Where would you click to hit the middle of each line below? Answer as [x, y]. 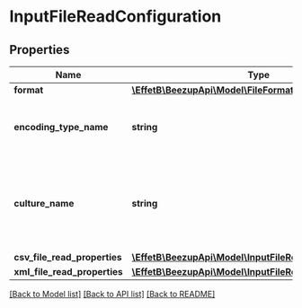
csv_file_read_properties [68, 257]
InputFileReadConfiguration [115, 17]
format [29, 90]
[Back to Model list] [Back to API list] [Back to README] [112, 294]
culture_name [44, 203]
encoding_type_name [61, 127]
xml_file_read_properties [68, 272]
